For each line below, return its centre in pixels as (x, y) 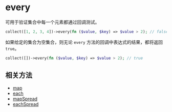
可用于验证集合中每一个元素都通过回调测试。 (52, 22)
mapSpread (25, 99)
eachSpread (26, 104)
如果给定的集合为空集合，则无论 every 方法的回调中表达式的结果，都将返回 (84, 42)
